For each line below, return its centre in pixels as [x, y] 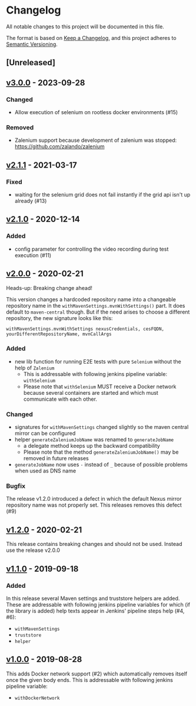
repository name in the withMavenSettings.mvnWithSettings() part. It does [96, 305]
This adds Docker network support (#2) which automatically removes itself [97, 674]
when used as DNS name [45, 471]
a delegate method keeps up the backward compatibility [92, 446]
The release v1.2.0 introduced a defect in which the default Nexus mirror [94, 499]
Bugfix [16, 486]
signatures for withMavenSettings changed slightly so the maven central [102, 427]
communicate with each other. [60, 399]
